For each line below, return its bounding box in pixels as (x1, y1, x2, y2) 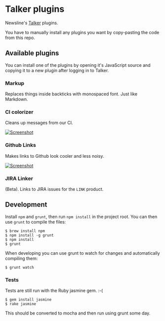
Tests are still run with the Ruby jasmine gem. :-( (5, 288, 103, 294)
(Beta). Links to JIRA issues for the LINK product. (5, 186, 104, 192)
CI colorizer (5, 108, 33, 115)
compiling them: (5, 255, 38, 261)
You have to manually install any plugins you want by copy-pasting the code (5, 29, 160, 35)
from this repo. (5, 35, 35, 41)
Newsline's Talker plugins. (5, 20, 58, 26)
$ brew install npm (5, 229, 45, 233)
